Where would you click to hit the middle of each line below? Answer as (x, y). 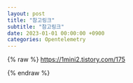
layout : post (26, 14)
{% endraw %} (29, 73)
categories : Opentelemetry (47, 40)
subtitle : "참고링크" (36, 27)
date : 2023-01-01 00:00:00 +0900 (56, 33)
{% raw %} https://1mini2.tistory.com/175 (66, 59)
